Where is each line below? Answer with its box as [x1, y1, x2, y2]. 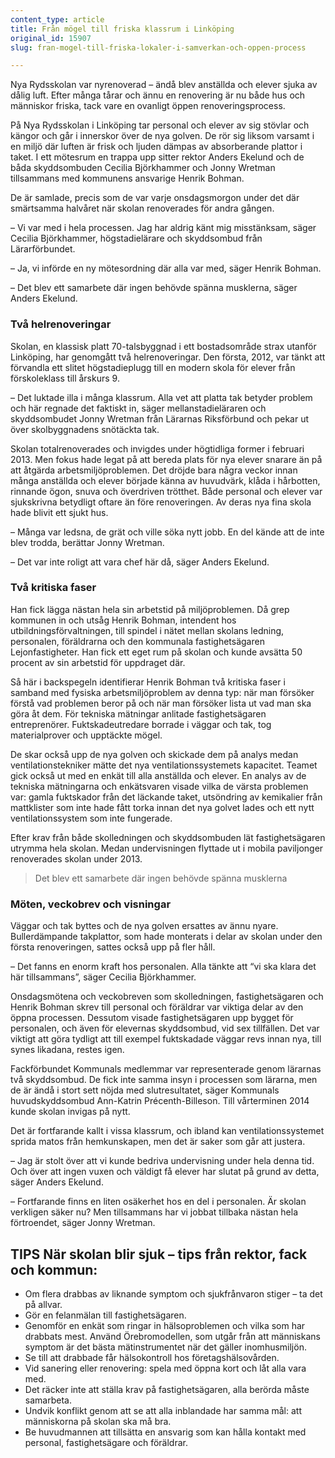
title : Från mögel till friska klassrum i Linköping [10, 24, 235, 34]
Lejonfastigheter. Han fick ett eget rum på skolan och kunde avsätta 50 [10, 646, 303, 658]
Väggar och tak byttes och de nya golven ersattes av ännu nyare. [10, 920, 279, 932]
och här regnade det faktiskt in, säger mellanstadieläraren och [10, 402, 267, 414]
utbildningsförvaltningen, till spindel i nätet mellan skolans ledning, [10, 624, 285, 636]
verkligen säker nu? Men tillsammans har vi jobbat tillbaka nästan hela [10, 1206, 299, 1218]
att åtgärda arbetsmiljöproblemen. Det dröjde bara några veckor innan [10, 464, 298, 476]
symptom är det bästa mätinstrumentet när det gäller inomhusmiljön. [24, 1341, 307, 1353]
